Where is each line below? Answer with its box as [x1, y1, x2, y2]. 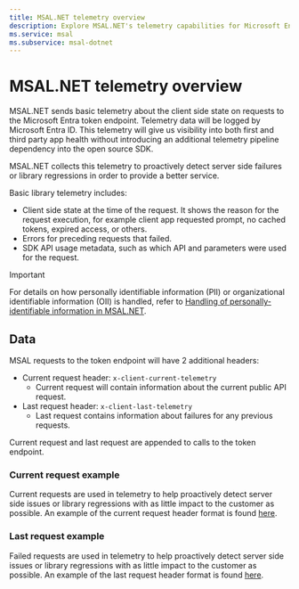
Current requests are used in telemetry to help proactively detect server [9, 489, 273, 500]
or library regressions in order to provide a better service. [9, 170, 220, 181]
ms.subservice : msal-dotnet [9, 37, 114, 47]
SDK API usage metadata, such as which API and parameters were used [21, 242, 287, 254]
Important [9, 269, 45, 281]
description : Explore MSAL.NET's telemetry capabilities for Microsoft [9, 21, 280, 30]
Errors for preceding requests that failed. [21, 233, 172, 244]
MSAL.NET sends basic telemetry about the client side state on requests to [9, 106, 285, 117]
